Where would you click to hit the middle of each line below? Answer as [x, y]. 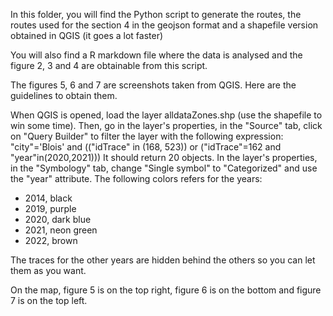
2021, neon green [61, 230]
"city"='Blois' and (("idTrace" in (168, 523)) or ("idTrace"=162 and [146, 147]
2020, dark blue [58, 219]
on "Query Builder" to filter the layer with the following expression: [147, 136]
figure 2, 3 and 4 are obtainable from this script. [109, 65]
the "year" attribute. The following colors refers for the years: [136, 178]
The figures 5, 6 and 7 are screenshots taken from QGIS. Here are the [153, 85]
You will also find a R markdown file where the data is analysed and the [156, 55]
